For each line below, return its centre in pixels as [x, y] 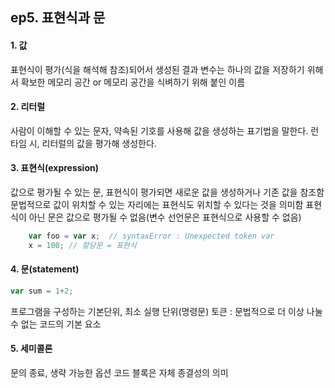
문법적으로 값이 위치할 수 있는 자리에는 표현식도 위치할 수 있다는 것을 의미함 [157, 204]
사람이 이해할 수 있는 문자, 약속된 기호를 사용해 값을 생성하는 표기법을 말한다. [159, 130]
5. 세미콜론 [31, 349]
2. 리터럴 [28, 107]
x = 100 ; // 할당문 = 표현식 [82, 245]
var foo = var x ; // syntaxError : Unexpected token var [151, 236]
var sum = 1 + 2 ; [42, 291]
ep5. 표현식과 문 [58, 18]
